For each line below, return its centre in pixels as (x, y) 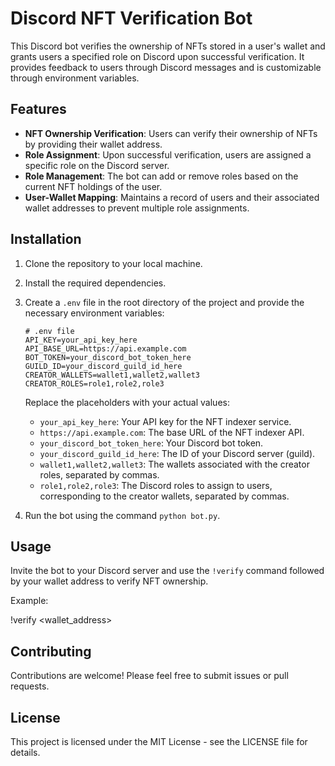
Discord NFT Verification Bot (131, 18)
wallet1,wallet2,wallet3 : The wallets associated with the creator (174, 464)
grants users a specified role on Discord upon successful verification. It (157, 56)
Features (38, 109)
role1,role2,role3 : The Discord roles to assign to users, (156, 485)
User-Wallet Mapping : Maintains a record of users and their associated (172, 197)
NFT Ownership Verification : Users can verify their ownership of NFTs (171, 133)
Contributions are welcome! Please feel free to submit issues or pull (149, 676)
